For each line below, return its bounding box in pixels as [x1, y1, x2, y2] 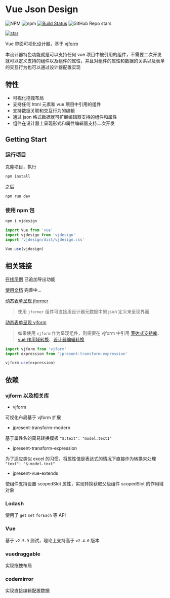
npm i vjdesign [5, 219, 37, 224]
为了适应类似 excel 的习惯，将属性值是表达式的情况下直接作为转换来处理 [5, 455, 156, 462]
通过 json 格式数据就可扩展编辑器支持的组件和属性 [12, 114, 117, 120]
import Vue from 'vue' [5, 228, 53, 233]
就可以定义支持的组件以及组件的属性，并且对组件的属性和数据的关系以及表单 [5, 57, 165, 64]
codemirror [5, 575, 34, 582]
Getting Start [5, 135, 47, 144]
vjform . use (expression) [5, 360, 56, 366]
